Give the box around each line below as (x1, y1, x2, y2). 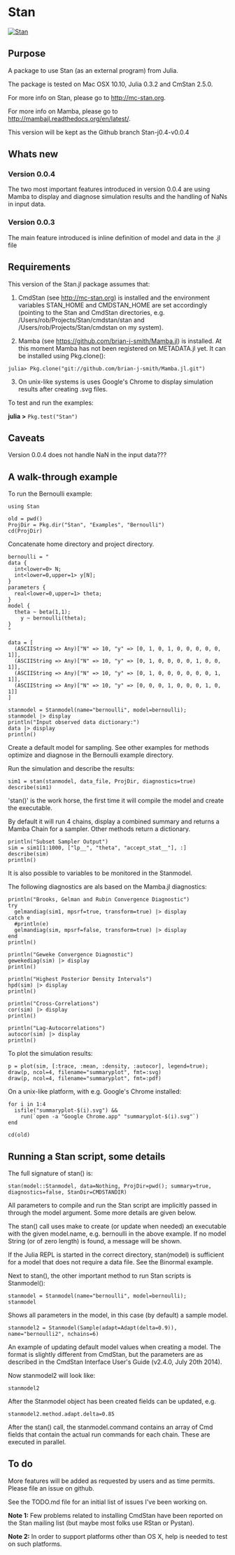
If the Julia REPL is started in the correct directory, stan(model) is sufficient (8, 1250, 225, 1259)
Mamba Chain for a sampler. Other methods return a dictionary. (8, 825, 191, 833)
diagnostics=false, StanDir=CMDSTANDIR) (8, 1188, 128, 1196)
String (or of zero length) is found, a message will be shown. (8, 1236, 182, 1245)
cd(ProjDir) (8, 528, 43, 535)
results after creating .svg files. (17, 384, 108, 393)
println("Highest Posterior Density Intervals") (8, 976, 152, 983)
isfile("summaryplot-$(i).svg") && (14, 1107, 118, 1114)
